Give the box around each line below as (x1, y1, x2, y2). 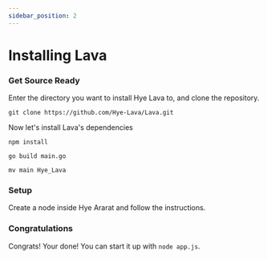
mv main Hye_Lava (8, 166, 67, 175)
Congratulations (8, 223, 74, 234)
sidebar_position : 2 (8, 11, 78, 20)
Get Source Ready (8, 75, 80, 86)
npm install (8, 138, 48, 147)
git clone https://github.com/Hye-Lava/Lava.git (8, 109, 174, 117)
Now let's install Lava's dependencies (8, 123, 134, 132)
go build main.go (8, 152, 67, 160)
